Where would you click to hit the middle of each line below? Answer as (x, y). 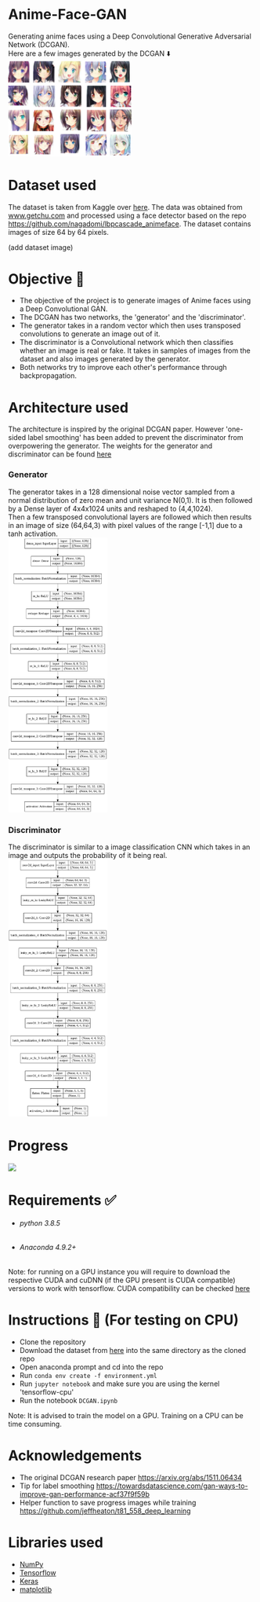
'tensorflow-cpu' (47, 1391)
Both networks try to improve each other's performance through (123, 368)
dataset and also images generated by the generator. (105, 359)
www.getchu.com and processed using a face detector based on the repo (127, 215)
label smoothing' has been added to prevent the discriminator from (135, 438)
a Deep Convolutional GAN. (63, 309)
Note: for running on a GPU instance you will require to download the (119, 1271)
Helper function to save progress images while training (108, 1502)
